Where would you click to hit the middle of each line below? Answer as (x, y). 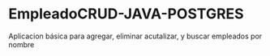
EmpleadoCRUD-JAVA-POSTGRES (126, 14)
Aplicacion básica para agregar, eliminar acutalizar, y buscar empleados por (135, 36)
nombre (21, 44)
